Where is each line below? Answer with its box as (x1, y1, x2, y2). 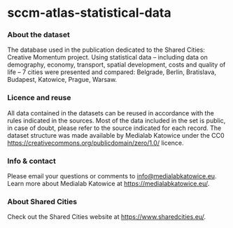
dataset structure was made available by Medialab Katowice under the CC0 (7, 131, 225, 139)
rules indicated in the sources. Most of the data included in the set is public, (7, 116, 226, 124)
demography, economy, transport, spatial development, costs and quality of (7, 61, 226, 69)
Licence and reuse (7, 93, 71, 103)
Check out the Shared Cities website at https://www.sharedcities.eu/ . (7, 213, 206, 221)
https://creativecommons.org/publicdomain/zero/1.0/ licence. (7, 138, 184, 147)
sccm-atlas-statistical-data (7, 5, 171, 21)
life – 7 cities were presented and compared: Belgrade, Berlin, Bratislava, (7, 68, 217, 76)
